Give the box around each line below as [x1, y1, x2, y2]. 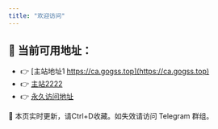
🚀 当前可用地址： [8, 44, 93, 57]
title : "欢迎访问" [8, 11, 66, 20]
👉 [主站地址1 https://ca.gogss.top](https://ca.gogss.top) [19, 66, 210, 77]
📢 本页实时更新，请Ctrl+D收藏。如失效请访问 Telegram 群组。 [8, 111, 214, 121]
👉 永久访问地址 [19, 92, 74, 102]
